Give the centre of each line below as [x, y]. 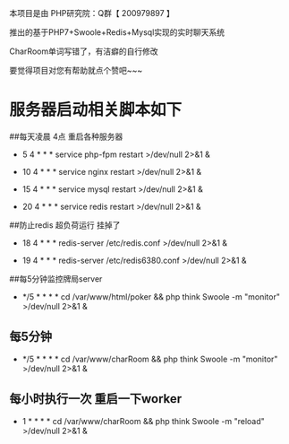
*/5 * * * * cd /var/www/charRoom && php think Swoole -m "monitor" [150, 359]
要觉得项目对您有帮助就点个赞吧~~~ [76, 70]
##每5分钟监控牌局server [56, 279]
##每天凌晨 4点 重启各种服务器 [66, 136]
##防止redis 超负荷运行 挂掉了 [65, 225]
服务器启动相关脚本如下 [96, 110]
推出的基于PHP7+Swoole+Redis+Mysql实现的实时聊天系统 [117, 32]
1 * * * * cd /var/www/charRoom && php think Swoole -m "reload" [144, 421]
